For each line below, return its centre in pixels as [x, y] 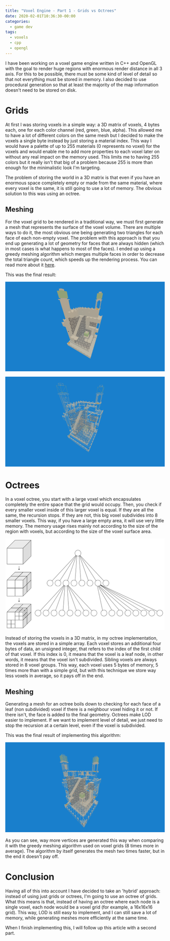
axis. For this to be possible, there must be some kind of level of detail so [81, 74]
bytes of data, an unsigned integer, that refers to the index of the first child [83, 649]
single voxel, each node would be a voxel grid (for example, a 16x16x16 [79, 907]
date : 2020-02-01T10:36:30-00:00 [40, 16]
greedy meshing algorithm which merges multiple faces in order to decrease [85, 254]
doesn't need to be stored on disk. [41, 90]
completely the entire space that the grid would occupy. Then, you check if [83, 504]
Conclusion [30, 877]
